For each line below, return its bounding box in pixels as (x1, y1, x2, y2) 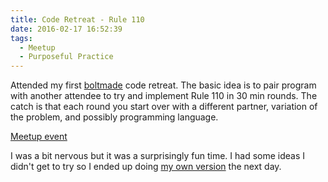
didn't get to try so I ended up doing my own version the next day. (10, 161, 282, 173)
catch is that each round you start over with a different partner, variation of (10, 101, 318, 113)
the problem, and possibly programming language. (10, 111, 219, 123)
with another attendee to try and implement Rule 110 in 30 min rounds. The (10, 90, 318, 102)
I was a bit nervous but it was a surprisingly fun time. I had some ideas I (10, 150, 306, 162)
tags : (10, 33, 33, 43)
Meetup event (10, 131, 68, 143)
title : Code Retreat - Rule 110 (10, 14, 145, 25)
